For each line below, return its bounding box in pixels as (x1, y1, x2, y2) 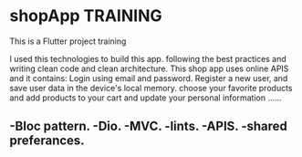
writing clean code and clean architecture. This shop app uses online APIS (9, 63, 289, 74)
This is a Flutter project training (9, 36, 127, 47)
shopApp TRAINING (9, 5, 162, 26)
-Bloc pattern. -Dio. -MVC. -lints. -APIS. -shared (9, 119, 287, 134)
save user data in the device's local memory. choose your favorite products (9, 82, 293, 93)
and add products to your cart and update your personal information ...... (9, 92, 282, 103)
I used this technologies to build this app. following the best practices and (9, 53, 287, 64)
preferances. (9, 133, 85, 149)
